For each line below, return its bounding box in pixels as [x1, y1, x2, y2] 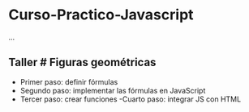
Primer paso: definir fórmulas [19, 77, 118, 86]
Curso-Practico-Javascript [8, 6, 194, 24]
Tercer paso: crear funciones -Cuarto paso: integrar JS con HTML [19, 94, 242, 104]
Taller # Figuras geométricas [8, 56, 157, 69]
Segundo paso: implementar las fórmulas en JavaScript [19, 85, 206, 95]
